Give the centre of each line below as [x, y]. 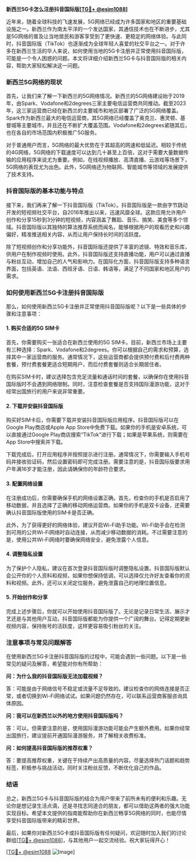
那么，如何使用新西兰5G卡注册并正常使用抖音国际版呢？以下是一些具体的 [94, 306]
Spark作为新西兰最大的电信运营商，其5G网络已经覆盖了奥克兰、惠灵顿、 [93, 118]
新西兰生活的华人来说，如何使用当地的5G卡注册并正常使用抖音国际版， [101, 51]
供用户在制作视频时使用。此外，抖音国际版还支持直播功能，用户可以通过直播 [98, 254]
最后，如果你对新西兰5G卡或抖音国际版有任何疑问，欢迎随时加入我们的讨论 [96, 833]
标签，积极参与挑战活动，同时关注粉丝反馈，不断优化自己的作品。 [85, 768]
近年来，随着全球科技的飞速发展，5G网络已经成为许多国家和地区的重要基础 [96, 22]
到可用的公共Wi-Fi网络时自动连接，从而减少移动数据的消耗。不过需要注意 [94, 532]
